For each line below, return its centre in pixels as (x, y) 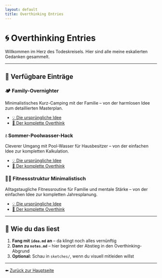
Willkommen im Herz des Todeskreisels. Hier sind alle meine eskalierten (76, 52)
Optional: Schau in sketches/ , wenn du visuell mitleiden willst (73, 256)
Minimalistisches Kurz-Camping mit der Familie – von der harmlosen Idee (78, 103)
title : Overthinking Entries (34, 14)
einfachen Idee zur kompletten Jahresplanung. (51, 194)
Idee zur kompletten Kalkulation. (37, 151)
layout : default (21, 9)
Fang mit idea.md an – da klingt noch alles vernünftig (64, 241)
